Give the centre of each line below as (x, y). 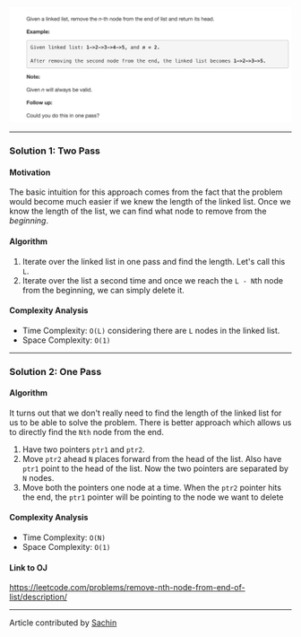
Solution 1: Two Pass (55, 151)
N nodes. (38, 477)
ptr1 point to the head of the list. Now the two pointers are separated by (155, 468)
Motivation (30, 172)
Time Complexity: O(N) (64, 537)
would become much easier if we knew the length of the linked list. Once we (150, 202)
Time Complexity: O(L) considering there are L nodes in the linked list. (151, 330)
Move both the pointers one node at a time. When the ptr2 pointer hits (152, 487)
